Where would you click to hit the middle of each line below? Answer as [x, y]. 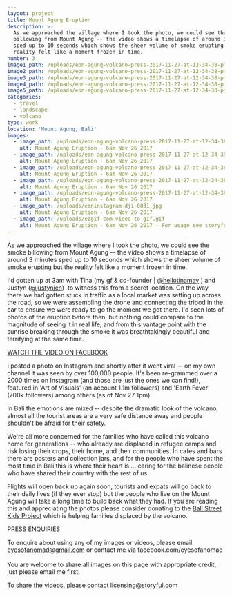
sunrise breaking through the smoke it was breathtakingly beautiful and [109, 331]
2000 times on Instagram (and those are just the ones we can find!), [104, 380]
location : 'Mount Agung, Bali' [52, 129]
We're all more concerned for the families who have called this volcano [108, 436]
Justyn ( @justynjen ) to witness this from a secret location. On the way [108, 288]
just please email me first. [44, 572]
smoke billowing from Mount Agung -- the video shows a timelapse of [107, 252]
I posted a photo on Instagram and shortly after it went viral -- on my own [112, 366]
